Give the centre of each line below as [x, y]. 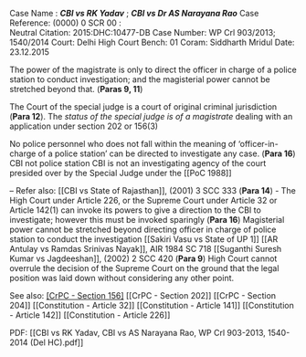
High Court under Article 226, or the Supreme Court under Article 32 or [143, 200]
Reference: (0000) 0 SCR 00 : [65, 23]
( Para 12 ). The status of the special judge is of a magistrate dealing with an [151, 116]
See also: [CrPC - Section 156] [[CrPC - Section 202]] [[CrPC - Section [143, 295]
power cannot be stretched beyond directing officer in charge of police [143, 229]
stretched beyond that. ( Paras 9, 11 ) [76, 89]
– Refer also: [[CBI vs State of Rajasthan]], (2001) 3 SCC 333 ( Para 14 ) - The [153, 190]
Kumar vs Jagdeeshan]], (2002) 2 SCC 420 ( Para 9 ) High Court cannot [143, 258]
